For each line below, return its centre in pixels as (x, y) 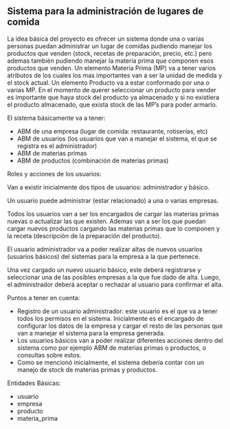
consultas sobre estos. (49, 355)
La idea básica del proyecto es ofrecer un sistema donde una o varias (106, 39)
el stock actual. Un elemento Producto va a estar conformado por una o (108, 83)
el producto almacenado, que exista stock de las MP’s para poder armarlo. (112, 104)
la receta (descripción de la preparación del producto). (84, 236)
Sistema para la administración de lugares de (105, 11)
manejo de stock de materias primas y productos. (87, 369)
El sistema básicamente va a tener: (56, 118)
